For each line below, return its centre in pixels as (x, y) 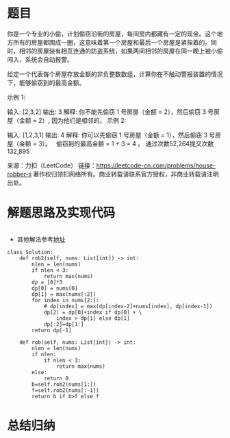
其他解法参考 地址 (41, 239)
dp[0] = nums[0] (55, 288)
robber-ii (20, 174)
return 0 (56, 378)
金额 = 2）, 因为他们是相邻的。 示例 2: (73, 120)
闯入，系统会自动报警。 (40, 59)
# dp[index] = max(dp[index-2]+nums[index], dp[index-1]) (128, 306)
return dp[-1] (52, 330)
